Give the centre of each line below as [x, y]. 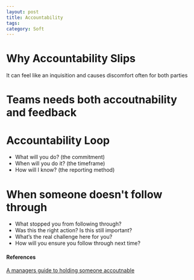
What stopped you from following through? [68, 224]
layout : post [23, 12]
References [21, 257]
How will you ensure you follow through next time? [77, 243]
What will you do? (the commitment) [60, 157]
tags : [13, 23]
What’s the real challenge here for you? [64, 237]
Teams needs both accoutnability [92, 100]
